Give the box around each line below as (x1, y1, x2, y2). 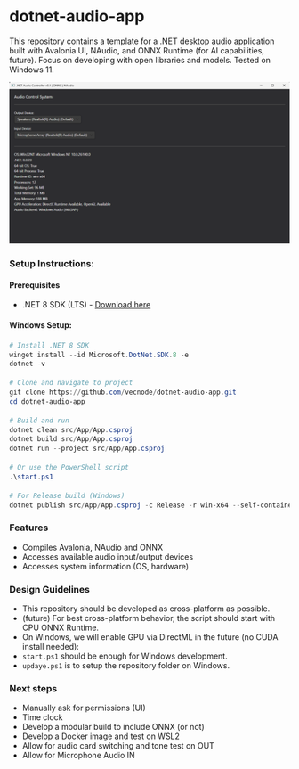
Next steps (9, 682, 58, 694)
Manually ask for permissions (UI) (21, 702, 147, 714)
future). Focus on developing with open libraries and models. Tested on (9, 54, 271, 65)
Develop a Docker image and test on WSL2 (21, 731, 181, 741)
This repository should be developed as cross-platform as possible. (21, 603, 271, 614)
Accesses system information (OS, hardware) (21, 560, 190, 571)
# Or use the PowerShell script (9, 463, 129, 472)
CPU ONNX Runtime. (21, 622, 100, 633)
